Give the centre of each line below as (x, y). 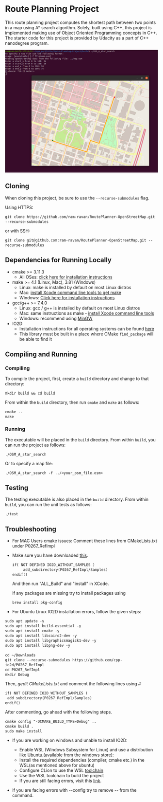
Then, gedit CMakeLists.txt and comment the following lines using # (73, 684)
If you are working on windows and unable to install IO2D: (70, 740)
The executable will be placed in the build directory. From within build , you (81, 439)
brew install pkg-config (37, 603)
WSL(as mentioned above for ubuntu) (57, 766)
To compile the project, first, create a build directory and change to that (77, 379)
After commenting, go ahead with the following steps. (59, 712)
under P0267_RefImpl (33, 546)
